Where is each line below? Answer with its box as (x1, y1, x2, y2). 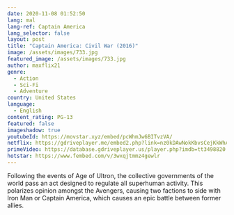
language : (7, 101, 36, 108)
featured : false (7, 120, 54, 127)
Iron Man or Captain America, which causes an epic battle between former (7, 193, 221, 202)
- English (13, 107, 42, 114)
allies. (7, 201, 24, 209)
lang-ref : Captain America (7, 23, 86, 30)
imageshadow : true (7, 127, 61, 134)
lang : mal (7, 17, 36, 24)
